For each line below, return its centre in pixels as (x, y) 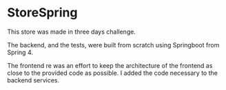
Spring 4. (20, 52)
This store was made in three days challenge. (72, 32)
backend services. (33, 80)
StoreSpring (42, 13)
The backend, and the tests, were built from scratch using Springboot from (113, 45)
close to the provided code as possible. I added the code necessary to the (113, 73)
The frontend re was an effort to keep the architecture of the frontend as (110, 65)
